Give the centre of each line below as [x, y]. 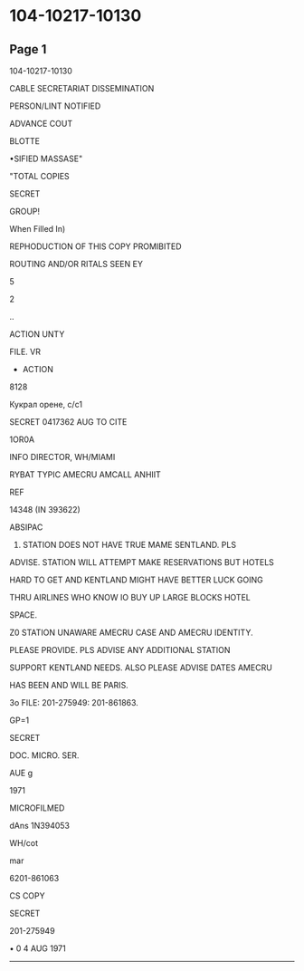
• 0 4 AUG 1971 [38, 948]
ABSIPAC [26, 527]
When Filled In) [38, 229]
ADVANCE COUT [41, 124]
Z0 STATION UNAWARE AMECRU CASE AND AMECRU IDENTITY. [131, 632]
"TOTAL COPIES [39, 176]
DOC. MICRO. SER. [44, 755]
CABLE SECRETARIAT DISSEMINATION [82, 88]
